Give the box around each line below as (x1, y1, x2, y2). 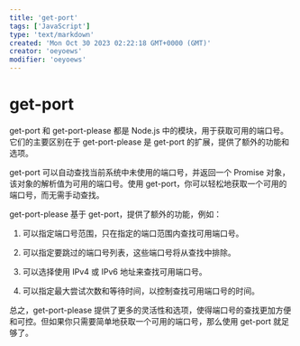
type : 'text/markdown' (9, 30, 95, 39)
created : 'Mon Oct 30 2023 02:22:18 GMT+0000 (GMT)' (9, 38, 212, 48)
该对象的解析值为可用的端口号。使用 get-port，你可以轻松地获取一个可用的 (9, 178, 287, 189)
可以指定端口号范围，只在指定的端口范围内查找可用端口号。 (22, 228, 244, 238)
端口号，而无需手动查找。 (9, 189, 105, 200)
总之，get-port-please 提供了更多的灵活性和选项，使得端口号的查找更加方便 (9, 304, 292, 315)
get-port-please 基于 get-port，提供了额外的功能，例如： (9, 209, 223, 220)
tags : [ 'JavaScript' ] (9, 22, 91, 31)
